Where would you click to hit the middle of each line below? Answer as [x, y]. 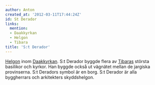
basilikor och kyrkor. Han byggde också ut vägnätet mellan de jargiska [78, 66]
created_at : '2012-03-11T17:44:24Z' [43, 14]
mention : [19, 28]
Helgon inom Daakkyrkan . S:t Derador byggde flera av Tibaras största [77, 61]
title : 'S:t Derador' [28, 47]
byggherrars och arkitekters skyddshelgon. [50, 77]
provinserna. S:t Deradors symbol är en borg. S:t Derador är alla [71, 72]
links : [12, 24]
